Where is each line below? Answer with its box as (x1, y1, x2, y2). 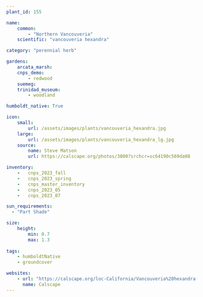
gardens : (6, 59, 28, 65)
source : (17, 142, 36, 148)
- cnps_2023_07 (17, 192, 61, 198)
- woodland (28, 92, 56, 99)
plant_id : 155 (6, 8, 42, 15)
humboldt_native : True (6, 103, 63, 109)
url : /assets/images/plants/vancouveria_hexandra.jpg (28, 125, 166, 131)
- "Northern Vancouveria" (28, 31, 94, 37)
